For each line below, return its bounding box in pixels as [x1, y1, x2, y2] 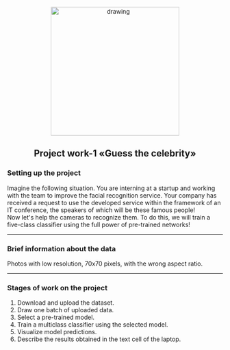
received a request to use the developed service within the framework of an [7, 198, 221, 207]
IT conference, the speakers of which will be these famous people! [7, 206, 196, 214]
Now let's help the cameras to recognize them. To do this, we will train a [7, 213, 211, 221]
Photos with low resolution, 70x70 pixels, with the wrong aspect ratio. [7, 259, 203, 268]
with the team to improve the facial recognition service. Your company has [7, 191, 217, 199]
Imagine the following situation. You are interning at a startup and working [7, 184, 216, 192]
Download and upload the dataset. [16, 299, 114, 307]
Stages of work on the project [7, 283, 108, 292]
